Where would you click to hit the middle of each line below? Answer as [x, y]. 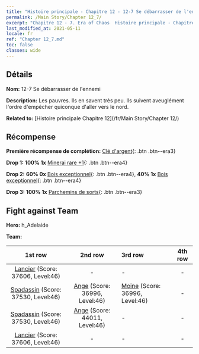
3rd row [132, 255]
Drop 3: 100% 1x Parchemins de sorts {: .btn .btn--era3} [74, 192]
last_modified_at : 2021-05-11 [44, 28]
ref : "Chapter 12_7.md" [36, 39]
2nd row [92, 255]
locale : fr [20, 34]
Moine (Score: [141, 286]
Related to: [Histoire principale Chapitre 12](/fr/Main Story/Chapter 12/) [93, 118]
